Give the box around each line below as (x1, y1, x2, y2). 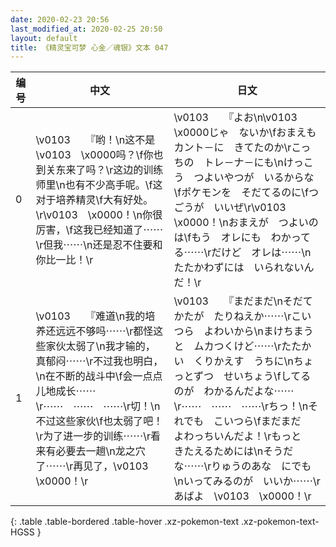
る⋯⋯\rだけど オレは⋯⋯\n (173, 246, 312, 260)
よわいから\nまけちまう (203, 324, 314, 338)
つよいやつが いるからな (193, 171, 315, 185)
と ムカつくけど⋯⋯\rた (173, 339, 292, 353)
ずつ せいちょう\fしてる (193, 369, 312, 383)
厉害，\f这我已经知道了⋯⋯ (35, 223, 164, 237)
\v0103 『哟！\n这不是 (35, 133, 156, 147)
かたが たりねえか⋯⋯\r (173, 309, 292, 323)
